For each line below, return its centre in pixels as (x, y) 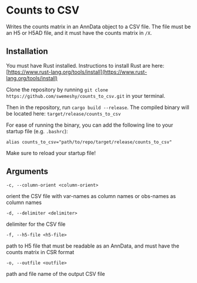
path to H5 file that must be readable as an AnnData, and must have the (93, 246)
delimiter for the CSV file (36, 224)
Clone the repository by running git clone (57, 90)
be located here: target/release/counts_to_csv (64, 113)
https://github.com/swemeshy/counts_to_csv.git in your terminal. (86, 96)
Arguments (27, 172)
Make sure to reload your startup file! (51, 153)
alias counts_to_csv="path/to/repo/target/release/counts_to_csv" (89, 142)
